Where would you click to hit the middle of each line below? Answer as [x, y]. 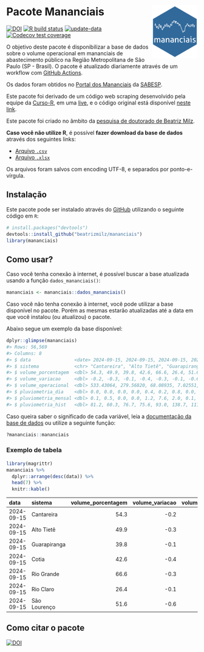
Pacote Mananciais [56, 12]
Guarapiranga [48, 544]
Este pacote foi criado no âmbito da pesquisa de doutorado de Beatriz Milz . [101, 121]
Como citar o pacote [46, 628]
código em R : [22, 216]
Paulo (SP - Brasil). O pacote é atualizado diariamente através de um [92, 66]
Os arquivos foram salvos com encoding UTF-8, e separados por [87, 169]
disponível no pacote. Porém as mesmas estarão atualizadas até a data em [100, 311]
